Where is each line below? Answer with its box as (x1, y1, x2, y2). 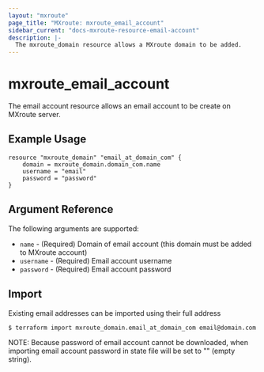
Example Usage (8, 132, 87, 146)
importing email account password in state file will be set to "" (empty (8, 346, 236, 355)
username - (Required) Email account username (19, 256, 172, 265)
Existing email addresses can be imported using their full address (8, 308, 221, 317)
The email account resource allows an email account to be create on (8, 101, 231, 111)
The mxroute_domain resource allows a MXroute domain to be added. (15, 41, 243, 49)
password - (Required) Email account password (19, 264, 172, 274)
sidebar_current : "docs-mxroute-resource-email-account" (8, 26, 200, 34)
